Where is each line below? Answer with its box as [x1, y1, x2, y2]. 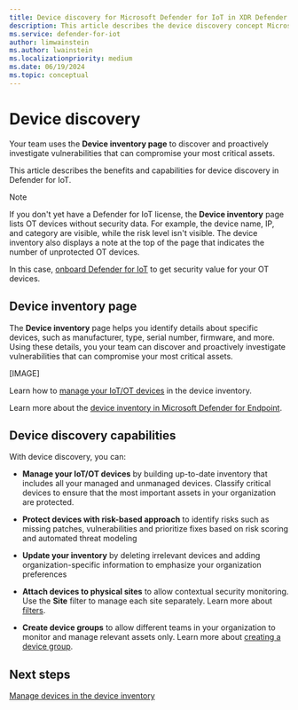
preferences [21, 569, 67, 580]
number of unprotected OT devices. [9, 246, 140, 257]
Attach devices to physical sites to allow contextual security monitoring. [21, 587, 289, 597]
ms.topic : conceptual [9, 71, 90, 80]
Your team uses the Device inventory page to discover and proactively [9, 138, 269, 149]
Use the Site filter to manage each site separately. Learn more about [21, 596, 273, 606]
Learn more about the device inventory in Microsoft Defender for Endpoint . [9, 402, 282, 413]
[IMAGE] [9, 367, 40, 378]
